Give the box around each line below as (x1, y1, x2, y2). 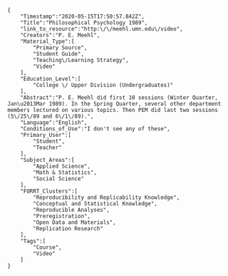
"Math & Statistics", (33, 169, 98, 176)
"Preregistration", (33, 213, 91, 220)
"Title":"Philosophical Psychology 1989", (20, 19, 148, 26)
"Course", (33, 244, 62, 251)
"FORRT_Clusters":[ (20, 188, 78, 195)
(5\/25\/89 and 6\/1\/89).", (7, 113, 94, 120)
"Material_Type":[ (20, 38, 75, 45)
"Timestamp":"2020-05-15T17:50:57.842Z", (20, 13, 145, 20)
